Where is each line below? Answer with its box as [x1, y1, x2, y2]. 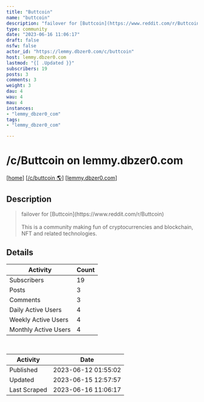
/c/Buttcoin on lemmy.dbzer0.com [6, 153, 183, 167]
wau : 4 [6, 94, 23, 100]
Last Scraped [9, 385, 47, 393]
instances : [6, 105, 34, 111]
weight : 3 [6, 83, 32, 89]
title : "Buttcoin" [6, 9, 53, 15]
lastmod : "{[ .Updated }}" [6, 60, 75, 66]
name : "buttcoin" [6, 15, 50, 21]
